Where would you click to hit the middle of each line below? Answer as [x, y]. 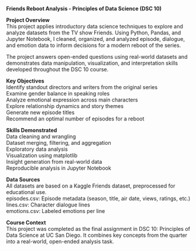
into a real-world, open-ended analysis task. [60, 242]
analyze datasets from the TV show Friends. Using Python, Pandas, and [94, 33]
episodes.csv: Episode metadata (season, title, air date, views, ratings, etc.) [98, 198]
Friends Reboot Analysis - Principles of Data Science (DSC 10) [84, 9]
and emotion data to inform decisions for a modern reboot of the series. [94, 45]
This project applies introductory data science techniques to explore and [95, 26]
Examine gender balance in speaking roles [58, 93]
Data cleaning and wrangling [41, 136]
